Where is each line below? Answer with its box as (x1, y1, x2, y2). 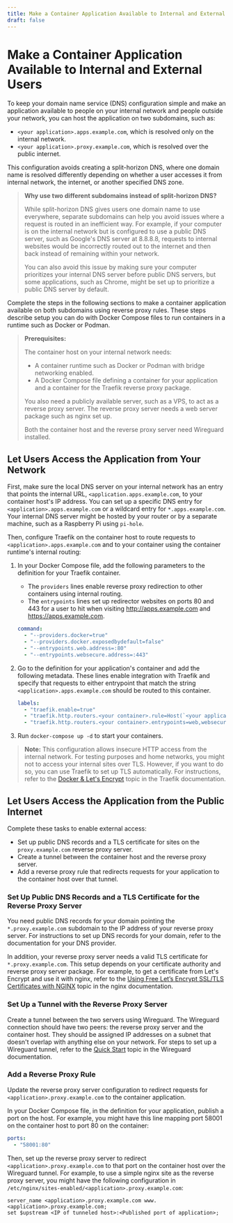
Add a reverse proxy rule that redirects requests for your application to (17, 867, 220, 875)
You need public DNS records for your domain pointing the (7, 917, 175, 925)
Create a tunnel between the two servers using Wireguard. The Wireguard (7, 1015, 220, 1024)
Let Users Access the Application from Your (7, 453, 201, 465)
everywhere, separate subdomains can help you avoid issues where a (24, 213, 225, 221)
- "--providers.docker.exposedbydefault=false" (24, 638, 165, 645)
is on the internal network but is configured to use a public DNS (24, 227, 207, 236)
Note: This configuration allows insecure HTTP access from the (24, 745, 207, 753)
